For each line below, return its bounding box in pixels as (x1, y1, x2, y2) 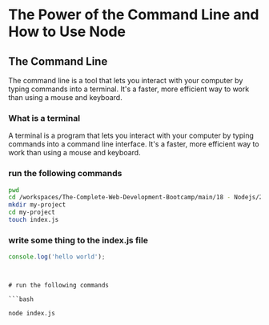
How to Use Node (8, 22, 126, 41)
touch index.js (8, 216, 59, 224)
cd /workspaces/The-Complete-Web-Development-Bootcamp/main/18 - (8, 194, 231, 202)
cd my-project (8, 208, 56, 217)
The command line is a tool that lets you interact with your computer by (8, 76, 243, 85)
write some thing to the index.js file (8, 235, 148, 246)
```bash (8, 295, 34, 303)
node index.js (8, 310, 56, 318)
